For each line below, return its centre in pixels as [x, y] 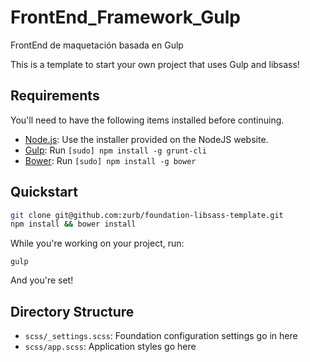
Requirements [55, 96]
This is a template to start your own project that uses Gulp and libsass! [155, 64]
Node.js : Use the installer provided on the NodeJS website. [146, 139]
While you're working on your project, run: [97, 243]
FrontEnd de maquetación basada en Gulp [97, 45]
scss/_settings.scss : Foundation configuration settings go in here [161, 336]
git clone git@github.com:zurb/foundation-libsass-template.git [147, 215]
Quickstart [44, 192]
